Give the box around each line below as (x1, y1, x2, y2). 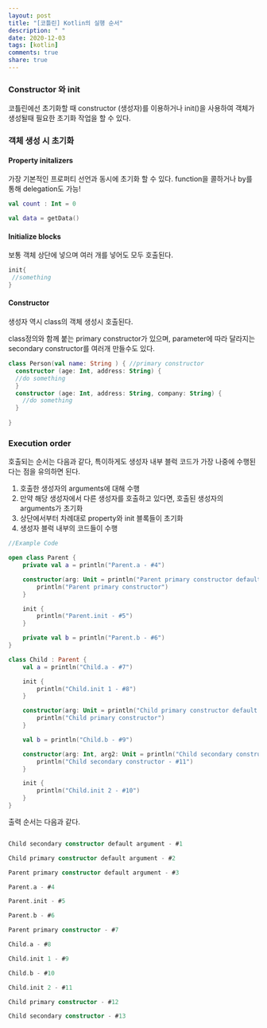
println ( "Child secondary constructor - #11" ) (37, 757, 194, 765)
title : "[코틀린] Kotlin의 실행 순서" (8, 19, 123, 27)
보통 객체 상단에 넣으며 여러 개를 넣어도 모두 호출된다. (8, 250, 173, 260)
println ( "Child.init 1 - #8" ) (37, 685, 137, 693)
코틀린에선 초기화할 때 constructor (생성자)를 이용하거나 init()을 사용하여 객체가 (8, 104, 255, 113)
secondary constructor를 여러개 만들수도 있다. (8, 344, 155, 354)
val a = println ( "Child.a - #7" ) (22, 663, 133, 671)
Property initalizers (8, 155, 74, 165)
